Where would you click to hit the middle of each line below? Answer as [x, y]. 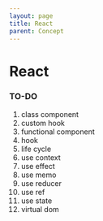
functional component [58, 132]
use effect [38, 166]
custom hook [43, 123]
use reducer [41, 183]
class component [50, 114]
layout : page [31, 16]
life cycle [36, 149]
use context [41, 157]
